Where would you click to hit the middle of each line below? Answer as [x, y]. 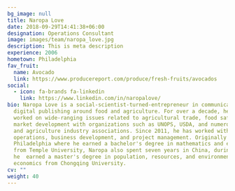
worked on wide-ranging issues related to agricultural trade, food [115, 118]
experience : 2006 [33, 53]
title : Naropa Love [36, 20]
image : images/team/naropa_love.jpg [60, 40]
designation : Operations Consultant [60, 33]
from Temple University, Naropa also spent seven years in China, [112, 150]
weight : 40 [23, 176]
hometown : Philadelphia [42, 59]
